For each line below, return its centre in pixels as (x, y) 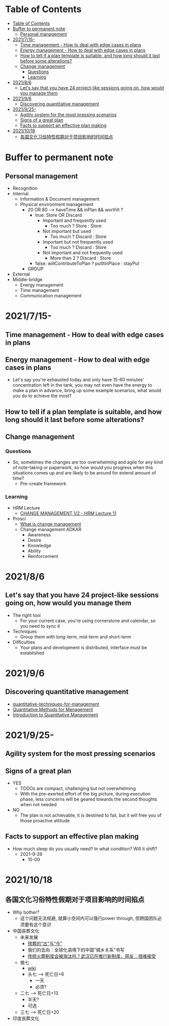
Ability (34, 551)
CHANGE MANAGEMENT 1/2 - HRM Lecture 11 (68, 513)
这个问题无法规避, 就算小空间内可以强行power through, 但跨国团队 (89, 918)
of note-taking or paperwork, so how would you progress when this (83, 468)
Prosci (19, 519)
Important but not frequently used (78, 242)
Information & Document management (60, 199)
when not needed (38, 805)
